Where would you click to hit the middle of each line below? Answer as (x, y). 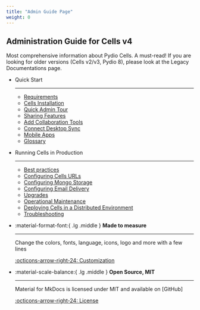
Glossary (35, 141)
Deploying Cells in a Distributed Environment (78, 208)
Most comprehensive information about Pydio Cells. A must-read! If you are (99, 56)
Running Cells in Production (49, 153)
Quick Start (29, 80)
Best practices (41, 170)
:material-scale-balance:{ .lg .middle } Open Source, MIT (85, 272)
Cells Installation (44, 103)
